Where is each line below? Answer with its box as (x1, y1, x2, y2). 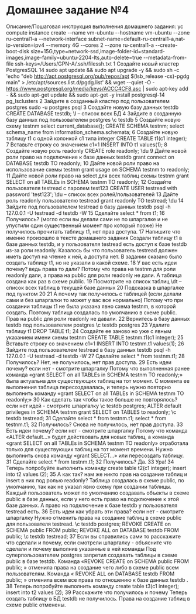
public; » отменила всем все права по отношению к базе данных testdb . (6, 576, 188, 583)
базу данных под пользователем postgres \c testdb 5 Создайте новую (6, 116, 181, 123)
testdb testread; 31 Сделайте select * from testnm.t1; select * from (6, 414, 167, 421)
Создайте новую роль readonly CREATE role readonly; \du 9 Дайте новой (6, 147, 187, 154)
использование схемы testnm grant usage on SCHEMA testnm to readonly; (6, 166, 190, 173)
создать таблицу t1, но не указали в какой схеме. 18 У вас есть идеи (6, 259, 177, 266)
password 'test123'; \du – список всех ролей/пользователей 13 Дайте (6, 191, 178, 198)
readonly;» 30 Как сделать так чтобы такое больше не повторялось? (6, 396, 178, 403)
